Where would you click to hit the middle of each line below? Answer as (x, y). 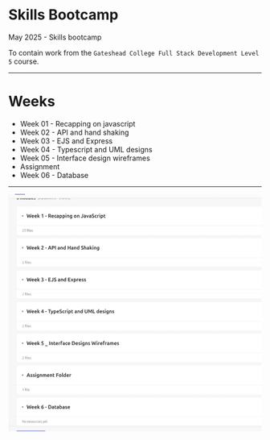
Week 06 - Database (54, 175)
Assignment (40, 166)
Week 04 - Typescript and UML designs (86, 149)
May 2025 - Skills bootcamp (55, 37)
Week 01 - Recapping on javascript (78, 123)
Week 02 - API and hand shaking (74, 132)
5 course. (24, 61)
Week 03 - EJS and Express (66, 141)
